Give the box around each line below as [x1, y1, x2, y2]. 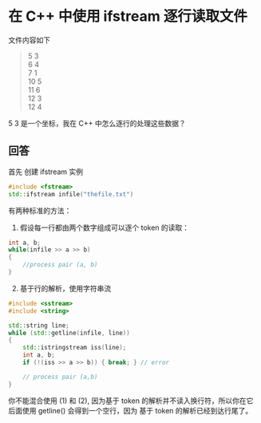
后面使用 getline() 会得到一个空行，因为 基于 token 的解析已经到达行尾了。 [8, 405, 253, 415]
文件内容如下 [8, 35, 50, 45]
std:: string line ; [8, 321, 69, 330]
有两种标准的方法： [8, 205, 72, 215]
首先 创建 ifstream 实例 [8, 167, 84, 176]
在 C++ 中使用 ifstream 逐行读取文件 [8, 7, 247, 26]
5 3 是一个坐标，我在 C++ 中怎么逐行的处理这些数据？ [8, 118, 186, 128]
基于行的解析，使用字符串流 [19, 283, 112, 293]
